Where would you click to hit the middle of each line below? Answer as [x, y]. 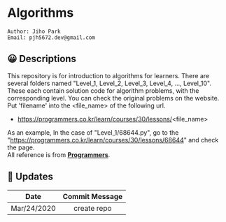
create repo [92, 208]
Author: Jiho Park [34, 31]
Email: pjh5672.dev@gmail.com [51, 37]
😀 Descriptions [42, 59]
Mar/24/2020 [33, 208]
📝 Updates [30, 177]
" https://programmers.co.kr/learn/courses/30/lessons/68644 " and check [113, 140]
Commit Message [93, 196]
